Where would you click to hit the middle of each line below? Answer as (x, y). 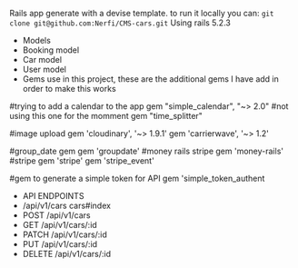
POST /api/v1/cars (56, 215)
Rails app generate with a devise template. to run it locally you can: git (142, 13)
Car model (42, 60)
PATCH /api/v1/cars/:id (65, 234)
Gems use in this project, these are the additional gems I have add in (151, 79)
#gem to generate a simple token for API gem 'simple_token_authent (137, 178)
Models (37, 40)
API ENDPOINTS (53, 196)
